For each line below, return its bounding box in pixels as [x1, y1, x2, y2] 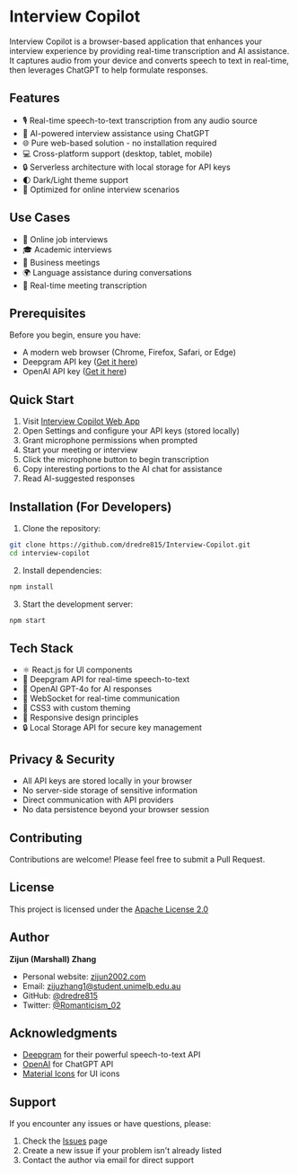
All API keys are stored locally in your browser [22, 775, 193, 786]
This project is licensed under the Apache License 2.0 [9, 904, 209, 915]
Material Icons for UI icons [22, 1068, 120, 1079]
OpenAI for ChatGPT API [22, 1059, 114, 1070]
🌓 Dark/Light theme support [22, 174, 128, 185]
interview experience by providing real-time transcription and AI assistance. [9, 45, 290, 56]
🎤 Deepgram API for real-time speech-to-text [22, 674, 190, 685]
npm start [9, 616, 47, 625]
